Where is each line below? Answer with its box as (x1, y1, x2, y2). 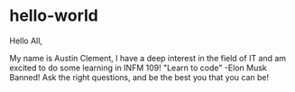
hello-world (9, 5, 99, 26)
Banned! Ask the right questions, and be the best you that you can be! (9, 71, 269, 82)
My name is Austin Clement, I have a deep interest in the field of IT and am (9, 52, 287, 63)
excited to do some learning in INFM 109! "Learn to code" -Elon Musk (9, 62, 268, 73)
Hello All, (9, 35, 43, 46)
